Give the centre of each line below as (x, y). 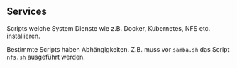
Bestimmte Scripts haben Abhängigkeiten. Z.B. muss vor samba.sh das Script (118, 49)
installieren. (23, 36)
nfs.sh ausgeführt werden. (46, 57)
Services (27, 12)
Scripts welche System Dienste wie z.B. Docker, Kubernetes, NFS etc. (109, 28)
